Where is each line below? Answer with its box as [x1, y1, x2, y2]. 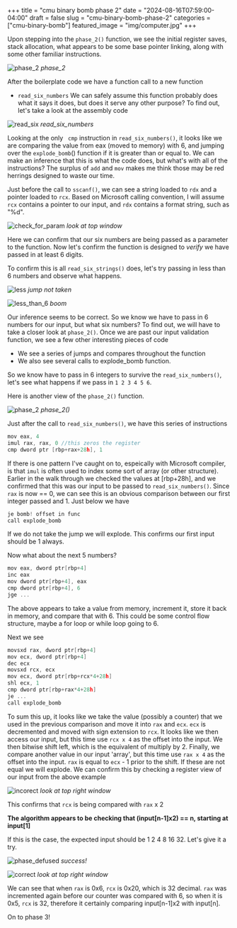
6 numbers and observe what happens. [7, 272, 122, 280]
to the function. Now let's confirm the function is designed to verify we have [7, 243, 230, 251]
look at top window [66, 221, 122, 230]
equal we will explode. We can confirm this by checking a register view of [7, 765, 222, 773]
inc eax [7, 571, 30, 579]
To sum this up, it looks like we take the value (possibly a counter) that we [7, 712, 223, 721]
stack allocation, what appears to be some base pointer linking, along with [7, 43, 224, 50]
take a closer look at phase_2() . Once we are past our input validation [7, 328, 209, 336]
